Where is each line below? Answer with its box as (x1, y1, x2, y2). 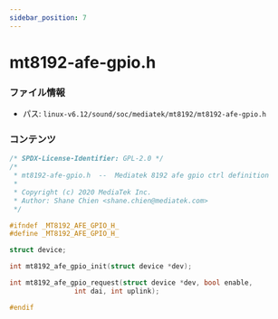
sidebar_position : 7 (9, 13, 88, 23)
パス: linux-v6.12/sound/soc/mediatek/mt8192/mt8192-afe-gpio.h (22, 108, 267, 119)
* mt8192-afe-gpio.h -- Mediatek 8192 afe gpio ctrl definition (13, 171, 270, 181)
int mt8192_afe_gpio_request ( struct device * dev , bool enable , (9, 278, 254, 287)
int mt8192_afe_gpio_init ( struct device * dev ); (9, 262, 193, 271)
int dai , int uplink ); (73, 286, 160, 296)
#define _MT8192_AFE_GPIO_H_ (9, 230, 120, 239)
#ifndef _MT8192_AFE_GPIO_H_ (9, 220, 120, 230)
